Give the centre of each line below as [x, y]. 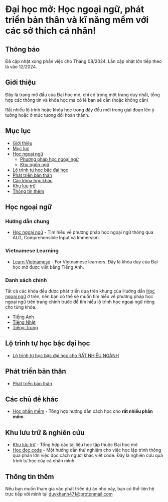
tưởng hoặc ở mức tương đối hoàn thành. [47, 115]
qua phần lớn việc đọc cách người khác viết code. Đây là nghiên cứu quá [88, 455]
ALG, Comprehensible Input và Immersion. [56, 238]
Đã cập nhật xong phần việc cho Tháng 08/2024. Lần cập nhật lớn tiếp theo [83, 61]
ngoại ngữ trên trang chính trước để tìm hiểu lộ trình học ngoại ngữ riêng [80, 302]
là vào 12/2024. [21, 67]
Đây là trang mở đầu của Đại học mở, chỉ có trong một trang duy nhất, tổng [83, 95]
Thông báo [23, 49]
